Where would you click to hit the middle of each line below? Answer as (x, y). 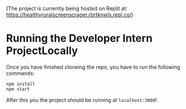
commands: (21, 73)
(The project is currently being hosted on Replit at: (67, 8)
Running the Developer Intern (79, 38)
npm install (21, 84)
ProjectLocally (42, 51)
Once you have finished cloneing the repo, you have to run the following (93, 67)
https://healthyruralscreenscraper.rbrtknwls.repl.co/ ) (70, 15)
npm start (18, 89)
